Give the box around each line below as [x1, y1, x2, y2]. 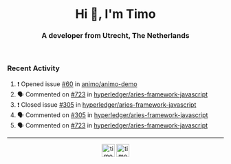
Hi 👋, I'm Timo [75, 6, 156, 22]
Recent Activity [7, 63, 60, 73]
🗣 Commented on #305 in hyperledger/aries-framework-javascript [16, 110, 208, 119]
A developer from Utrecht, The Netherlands [41, 31, 190, 41]
